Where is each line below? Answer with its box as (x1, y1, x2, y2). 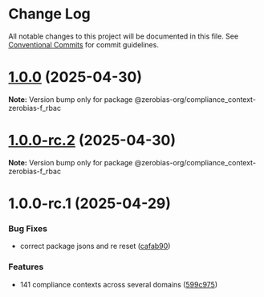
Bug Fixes (8, 222, 48, 234)
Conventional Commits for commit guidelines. (8, 39, 159, 49)
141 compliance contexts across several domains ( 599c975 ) (19, 279, 218, 289)
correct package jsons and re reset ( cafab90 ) (19, 242, 171, 251)
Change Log (8, 5, 91, 23)
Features (8, 262, 44, 273)
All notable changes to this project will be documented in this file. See (8, 31, 239, 41)
